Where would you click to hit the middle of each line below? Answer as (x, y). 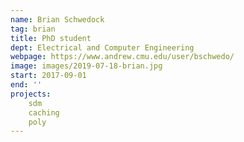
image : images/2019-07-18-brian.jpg (86, 66)
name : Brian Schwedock (57, 19)
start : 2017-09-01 (48, 76)
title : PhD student (51, 38)
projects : (31, 94)
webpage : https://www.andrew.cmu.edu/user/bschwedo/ (122, 57)
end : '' (26, 85)
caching (44, 112)
